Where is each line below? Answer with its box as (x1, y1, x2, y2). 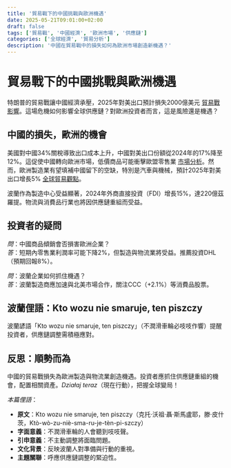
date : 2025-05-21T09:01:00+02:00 (7, 17, 103, 23)
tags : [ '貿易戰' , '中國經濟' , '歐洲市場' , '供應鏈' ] (7, 29, 148, 37)
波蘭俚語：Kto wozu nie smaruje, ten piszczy (7, 302, 203, 314)
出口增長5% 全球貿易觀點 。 (7, 174, 85, 183)
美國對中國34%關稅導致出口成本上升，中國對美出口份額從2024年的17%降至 (7, 148, 223, 157)
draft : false (7, 23, 45, 30)
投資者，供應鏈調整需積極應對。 (7, 331, 98, 339)
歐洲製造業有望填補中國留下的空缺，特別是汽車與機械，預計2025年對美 (19, 166, 222, 174)
